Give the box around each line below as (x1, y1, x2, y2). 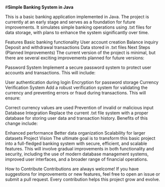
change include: (5, 121, 38, 126)
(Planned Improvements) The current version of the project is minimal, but (5, 49, 156, 55)
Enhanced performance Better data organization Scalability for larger (5, 130, 146, 136)
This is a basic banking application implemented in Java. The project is (5, 14, 149, 19)
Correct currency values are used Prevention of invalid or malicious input (5, 105, 154, 110)
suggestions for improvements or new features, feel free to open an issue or (5, 171, 161, 177)
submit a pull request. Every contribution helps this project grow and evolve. (5, 177, 161, 182)
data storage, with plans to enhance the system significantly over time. (5, 30, 149, 35)
